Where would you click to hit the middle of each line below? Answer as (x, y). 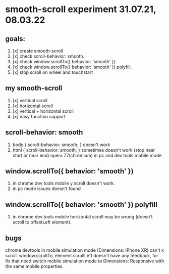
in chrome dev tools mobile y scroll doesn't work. (64, 184)
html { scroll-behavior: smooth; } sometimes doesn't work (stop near (84, 150)
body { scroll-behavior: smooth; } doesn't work (61, 145)
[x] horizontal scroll (33, 106)
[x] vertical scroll (30, 100)
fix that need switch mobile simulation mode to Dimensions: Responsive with (85, 261)
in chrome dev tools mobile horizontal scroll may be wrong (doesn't (82, 217)
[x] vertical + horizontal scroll (43, 111)
